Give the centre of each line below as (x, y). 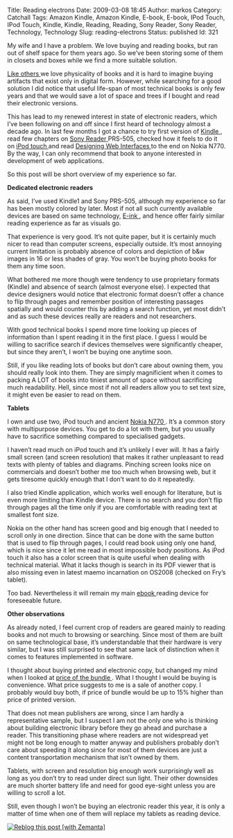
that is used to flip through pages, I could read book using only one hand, (112, 543)
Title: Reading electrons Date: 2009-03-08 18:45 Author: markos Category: (114, 10)
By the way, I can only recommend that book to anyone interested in (105, 153)
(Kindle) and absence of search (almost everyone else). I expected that (109, 287)
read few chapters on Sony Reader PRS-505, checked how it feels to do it (112, 139)
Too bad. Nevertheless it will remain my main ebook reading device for (108, 593)
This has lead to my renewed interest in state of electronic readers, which (112, 116)
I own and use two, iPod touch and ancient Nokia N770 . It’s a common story (116, 421)
